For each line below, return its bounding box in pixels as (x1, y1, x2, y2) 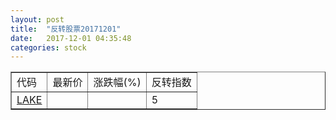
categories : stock (10, 42, 87, 53)
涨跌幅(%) (93, 76, 142, 90)
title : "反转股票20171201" (10, 24, 122, 34)
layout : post (10, 14, 65, 25)
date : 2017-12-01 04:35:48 (10, 33, 132, 43)
